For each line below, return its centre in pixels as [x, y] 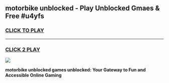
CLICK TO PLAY [25, 31]
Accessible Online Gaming [33, 75]
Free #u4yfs [25, 16]
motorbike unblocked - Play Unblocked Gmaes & [82, 8]
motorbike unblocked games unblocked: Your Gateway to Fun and [75, 69]
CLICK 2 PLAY [23, 49]
